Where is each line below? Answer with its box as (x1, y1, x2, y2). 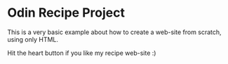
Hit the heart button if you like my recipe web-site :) (7, 49, 156, 57)
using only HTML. (7, 35, 58, 43)
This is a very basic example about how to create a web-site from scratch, (7, 28, 222, 36)
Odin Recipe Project (7, 5, 125, 21)
